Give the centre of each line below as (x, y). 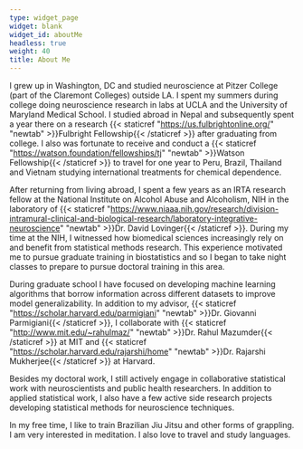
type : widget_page (44, 18)
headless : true (38, 43)
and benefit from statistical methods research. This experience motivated (146, 247)
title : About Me (40, 60)
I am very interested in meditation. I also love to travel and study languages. (150, 435)
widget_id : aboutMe (46, 34)
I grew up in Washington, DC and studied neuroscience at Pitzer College (144, 86)
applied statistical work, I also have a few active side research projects (141, 398)
